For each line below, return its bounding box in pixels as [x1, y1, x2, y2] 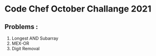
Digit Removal [11, 46, 40, 51]
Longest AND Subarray [11, 35, 59, 41]
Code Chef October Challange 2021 [4, 3, 152, 14]
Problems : [4, 23, 38, 31]
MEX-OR [11, 41, 30, 46]
